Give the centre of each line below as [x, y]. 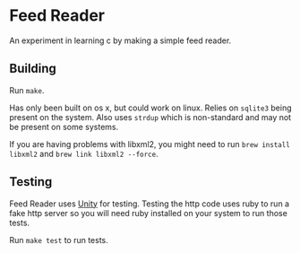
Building [33, 69]
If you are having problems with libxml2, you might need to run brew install [150, 144]
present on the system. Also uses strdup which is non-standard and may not [150, 117]
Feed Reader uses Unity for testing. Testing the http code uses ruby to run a [149, 204]
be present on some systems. [64, 126]
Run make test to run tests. [59, 240]
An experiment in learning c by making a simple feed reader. [120, 40]
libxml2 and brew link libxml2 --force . [84, 153]
